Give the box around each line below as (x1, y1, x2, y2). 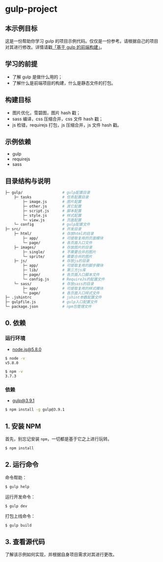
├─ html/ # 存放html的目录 (14, 231, 94, 236)
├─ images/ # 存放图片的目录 (14, 245, 92, 250)
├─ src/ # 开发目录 (5, 227, 82, 231)
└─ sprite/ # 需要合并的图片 (23, 254, 92, 259)
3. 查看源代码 (5, 537, 45, 546)
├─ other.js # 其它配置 (23, 204, 82, 209)
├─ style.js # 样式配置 (23, 213, 82, 218)
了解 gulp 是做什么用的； (12, 74, 63, 79)
